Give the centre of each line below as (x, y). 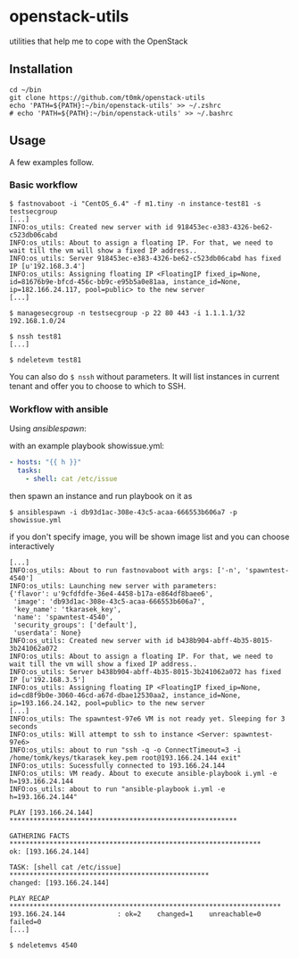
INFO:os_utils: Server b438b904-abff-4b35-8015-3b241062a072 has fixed (145, 671)
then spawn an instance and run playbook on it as (101, 496)
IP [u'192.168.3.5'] (48, 679)
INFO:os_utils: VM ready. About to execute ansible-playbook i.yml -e (143, 773)
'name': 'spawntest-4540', (63, 617)
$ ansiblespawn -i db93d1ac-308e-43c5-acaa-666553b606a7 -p (124, 512)
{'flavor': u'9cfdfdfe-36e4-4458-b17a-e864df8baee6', (112, 594)
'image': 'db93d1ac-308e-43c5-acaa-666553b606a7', (109, 601)
